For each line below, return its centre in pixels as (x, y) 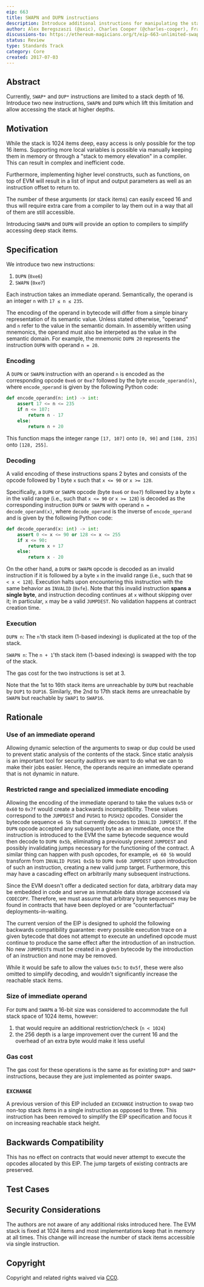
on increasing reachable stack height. (53, 1123)
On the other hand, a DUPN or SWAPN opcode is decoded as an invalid (90, 569)
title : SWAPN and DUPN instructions (53, 18)
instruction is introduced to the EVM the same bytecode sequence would (97, 835)
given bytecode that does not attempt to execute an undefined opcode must (102, 936)
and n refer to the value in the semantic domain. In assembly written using (99, 326)
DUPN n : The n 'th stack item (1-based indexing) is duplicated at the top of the (101, 636)
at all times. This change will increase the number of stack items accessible (101, 1238)
